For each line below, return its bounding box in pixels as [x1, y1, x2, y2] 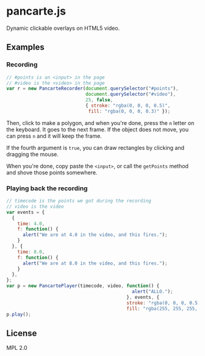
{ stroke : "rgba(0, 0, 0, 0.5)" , [85, 102, 171, 109]
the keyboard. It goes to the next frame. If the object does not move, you [6, 126, 189, 133]
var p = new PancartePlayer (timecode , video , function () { [6, 283, 160, 289]
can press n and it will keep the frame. [6, 132, 102, 140]
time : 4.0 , [17, 221, 45, 227]
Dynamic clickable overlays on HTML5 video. [6, 24, 120, 32]
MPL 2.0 [6, 344, 27, 352]
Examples [6, 42, 45, 52]
